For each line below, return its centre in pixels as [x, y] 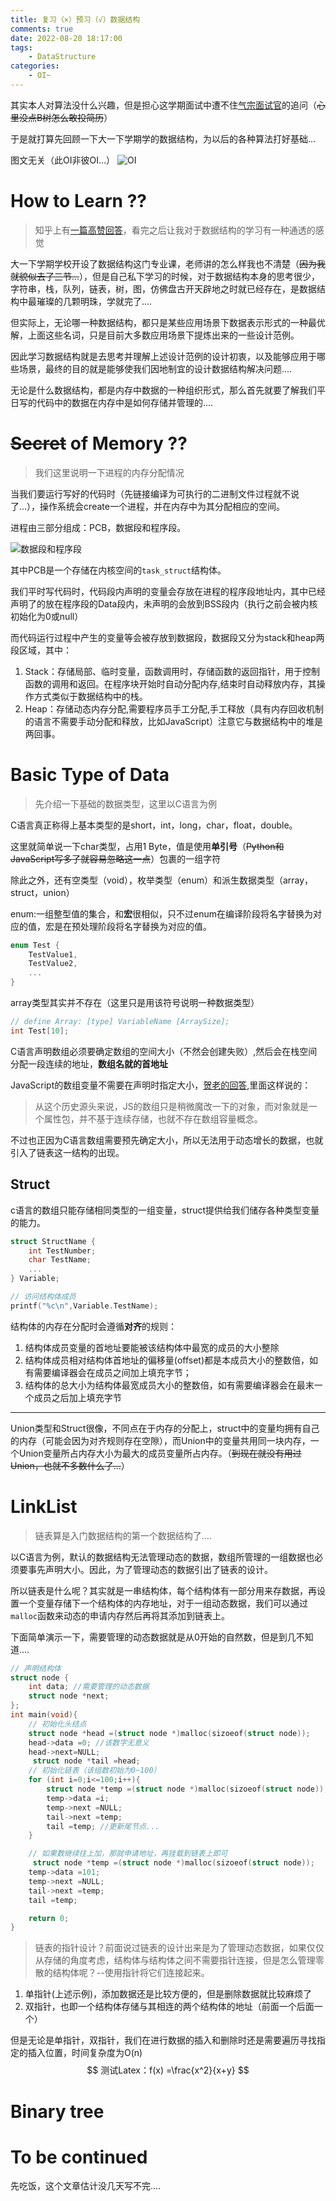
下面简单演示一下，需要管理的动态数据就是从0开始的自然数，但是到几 [153, 1637]
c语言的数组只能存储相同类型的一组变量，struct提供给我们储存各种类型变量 [165, 1210]
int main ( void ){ [44, 1715]
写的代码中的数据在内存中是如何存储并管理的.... [116, 402]
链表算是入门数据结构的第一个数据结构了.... [123, 1535]
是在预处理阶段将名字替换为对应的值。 [132, 926]
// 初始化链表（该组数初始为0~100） [95, 1771]
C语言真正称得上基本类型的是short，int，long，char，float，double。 [154, 825]
